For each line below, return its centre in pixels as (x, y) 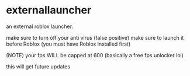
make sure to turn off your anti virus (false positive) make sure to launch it (95, 37)
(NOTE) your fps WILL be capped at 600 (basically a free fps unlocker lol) (95, 55)
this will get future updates (38, 66)
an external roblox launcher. (40, 26)
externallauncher (49, 10)
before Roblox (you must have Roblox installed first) (68, 44)
